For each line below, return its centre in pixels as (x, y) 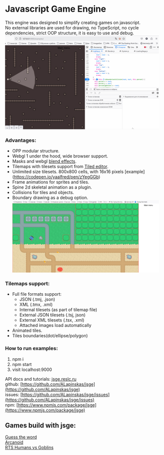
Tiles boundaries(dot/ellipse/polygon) (50, 336)
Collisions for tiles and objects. (43, 193)
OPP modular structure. (36, 151)
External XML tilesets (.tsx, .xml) (52, 320)
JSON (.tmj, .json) (37, 300)
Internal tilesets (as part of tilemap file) (58, 310)
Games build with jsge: (41, 425)
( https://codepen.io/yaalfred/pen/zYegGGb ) (56, 177)
